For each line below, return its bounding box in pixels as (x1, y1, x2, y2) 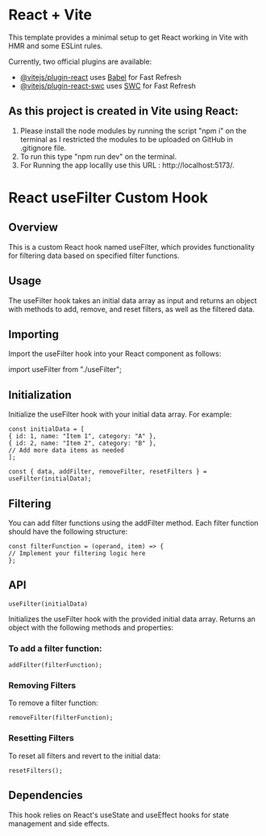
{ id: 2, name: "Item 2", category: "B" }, (8, 439, 157, 448)
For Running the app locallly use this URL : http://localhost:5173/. (19, 160, 235, 170)
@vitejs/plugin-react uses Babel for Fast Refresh (19, 72, 182, 82)
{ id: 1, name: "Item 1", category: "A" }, (8, 433, 157, 441)
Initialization (8, 388, 73, 402)
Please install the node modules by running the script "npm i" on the (19, 125, 247, 135)
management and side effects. (8, 818, 110, 828)
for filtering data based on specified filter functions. (8, 251, 180, 260)
